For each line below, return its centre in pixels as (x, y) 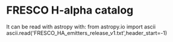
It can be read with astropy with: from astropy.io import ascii (81, 27)
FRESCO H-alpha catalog (70, 10)
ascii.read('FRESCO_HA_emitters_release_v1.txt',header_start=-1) (87, 33)
